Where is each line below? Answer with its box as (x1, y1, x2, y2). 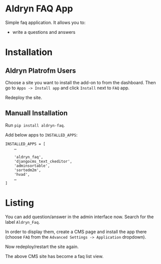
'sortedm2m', (14, 167, 41, 172)
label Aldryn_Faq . (5, 219, 40, 225)
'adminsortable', (14, 163, 50, 168)
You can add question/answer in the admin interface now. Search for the (5, 214, 154, 220)
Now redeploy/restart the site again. (5, 244, 79, 250)
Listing (5, 197, 34, 208)
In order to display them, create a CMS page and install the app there (5, 229, 147, 235)
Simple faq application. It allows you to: (5, 19, 86, 25)
